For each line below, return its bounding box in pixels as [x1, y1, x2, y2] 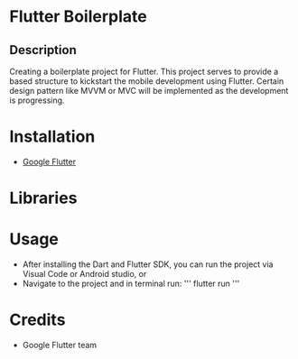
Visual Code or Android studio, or [22, 269, 147, 280]
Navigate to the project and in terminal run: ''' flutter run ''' [22, 278, 240, 290]
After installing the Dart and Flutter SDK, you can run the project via [22, 259, 274, 270]
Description [9, 42, 77, 58]
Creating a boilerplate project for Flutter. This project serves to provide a [9, 66, 279, 77]
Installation [9, 126, 96, 147]
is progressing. [9, 95, 65, 106]
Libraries [9, 188, 78, 208]
